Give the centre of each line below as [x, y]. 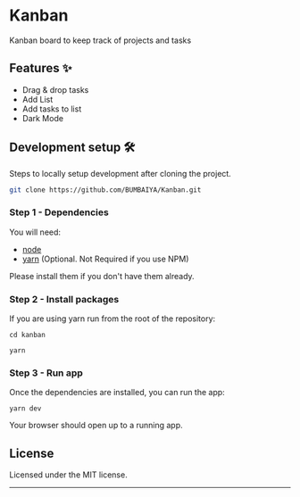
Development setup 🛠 [72, 148]
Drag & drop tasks [55, 89]
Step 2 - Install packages [64, 299]
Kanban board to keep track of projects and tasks [100, 40]
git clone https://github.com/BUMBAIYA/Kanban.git [105, 190]
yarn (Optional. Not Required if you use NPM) [105, 259]
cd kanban [28, 335]
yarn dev [25, 409]
